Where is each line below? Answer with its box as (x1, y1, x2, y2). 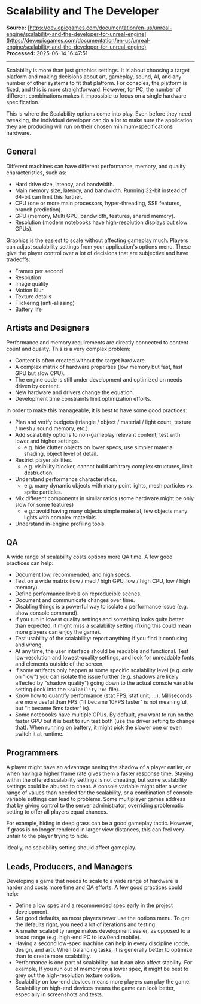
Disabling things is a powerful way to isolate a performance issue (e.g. (14, 603, 188, 610)
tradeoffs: (6, 256, 31, 263)
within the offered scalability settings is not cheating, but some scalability (6, 776, 187, 784)
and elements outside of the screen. (14, 660, 104, 667)
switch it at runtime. (14, 730, 64, 737)
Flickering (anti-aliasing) (14, 299, 75, 306)
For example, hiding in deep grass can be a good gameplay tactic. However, (6, 819, 194, 827)
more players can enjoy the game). (14, 628, 101, 636)
